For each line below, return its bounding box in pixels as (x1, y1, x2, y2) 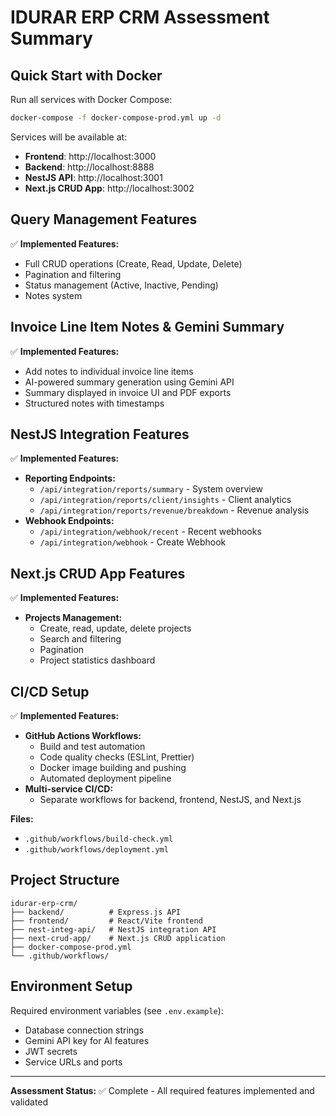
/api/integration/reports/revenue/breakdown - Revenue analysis (39, 504, 310, 516)
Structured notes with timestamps (24, 397, 165, 409)
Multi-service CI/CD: (24, 782, 114, 795)
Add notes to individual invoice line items (24, 365, 194, 377)
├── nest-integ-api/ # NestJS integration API (10, 924, 217, 935)
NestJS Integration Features (10, 426, 190, 443)
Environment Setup (10, 978, 133, 995)
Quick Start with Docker (10, 67, 163, 84)
